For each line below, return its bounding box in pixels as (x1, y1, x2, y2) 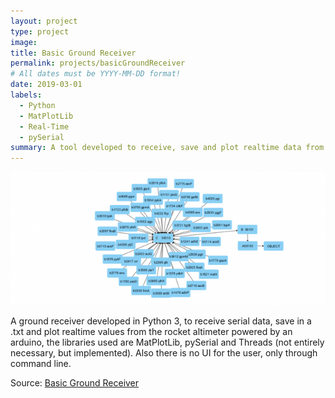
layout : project (10, 16, 78, 26)
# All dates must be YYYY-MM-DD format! (10, 69, 182, 79)
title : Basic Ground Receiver (10, 48, 137, 58)
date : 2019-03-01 (10, 80, 83, 90)
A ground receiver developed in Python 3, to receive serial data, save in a (10, 315, 312, 327)
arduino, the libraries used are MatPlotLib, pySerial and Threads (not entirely (10, 336, 325, 348)
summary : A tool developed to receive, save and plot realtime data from (10, 143, 325, 153)
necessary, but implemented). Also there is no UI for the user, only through (10, 346, 318, 359)
